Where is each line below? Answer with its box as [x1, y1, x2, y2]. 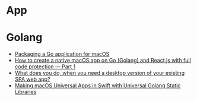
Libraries [14, 89, 37, 96]
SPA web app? [14, 75, 50, 83]
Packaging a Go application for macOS [14, 50, 110, 58]
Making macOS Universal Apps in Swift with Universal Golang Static [14, 82, 181, 89]
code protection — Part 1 [14, 63, 76, 70]
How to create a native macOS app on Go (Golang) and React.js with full [14, 57, 191, 64]
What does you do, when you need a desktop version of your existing [14, 70, 185, 77]
